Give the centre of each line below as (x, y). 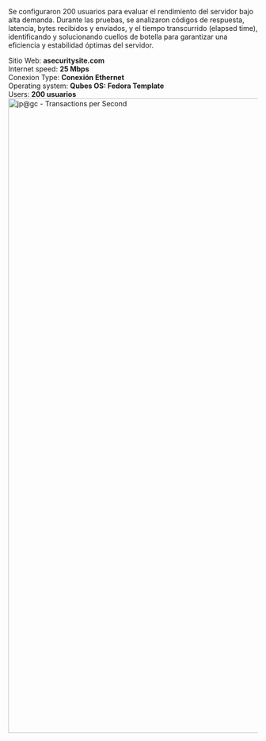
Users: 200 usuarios (42, 94)
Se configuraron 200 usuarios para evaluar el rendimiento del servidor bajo (131, 12)
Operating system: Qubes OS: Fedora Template (86, 86)
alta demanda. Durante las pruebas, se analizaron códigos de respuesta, (126, 20)
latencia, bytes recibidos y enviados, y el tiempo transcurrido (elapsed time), (133, 28)
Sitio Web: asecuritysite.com (57, 60)
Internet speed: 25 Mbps (49, 69)
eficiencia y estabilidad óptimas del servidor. (81, 45)
